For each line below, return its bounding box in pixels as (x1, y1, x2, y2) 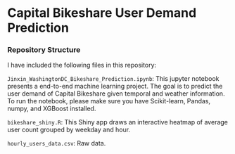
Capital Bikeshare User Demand (7, 5, 197, 21)
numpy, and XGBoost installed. (7, 104, 96, 113)
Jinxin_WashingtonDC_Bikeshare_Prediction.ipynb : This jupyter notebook (7, 75, 220, 83)
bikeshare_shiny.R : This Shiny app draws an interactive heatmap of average (7, 118, 229, 127)
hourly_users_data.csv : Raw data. (7, 139, 106, 148)
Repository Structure (7, 45, 81, 55)
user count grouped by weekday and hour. (7, 125, 131, 134)
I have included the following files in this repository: (7, 61, 157, 70)
